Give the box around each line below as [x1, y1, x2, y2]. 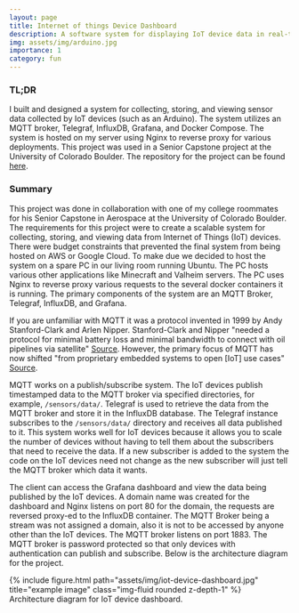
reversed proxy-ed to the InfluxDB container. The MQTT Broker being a [9, 510, 270, 520]
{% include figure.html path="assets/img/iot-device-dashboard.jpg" [9, 575, 259, 585]
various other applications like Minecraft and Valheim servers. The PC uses [9, 269, 285, 280]
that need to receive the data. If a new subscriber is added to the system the [9, 446, 289, 456]
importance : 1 [9, 46, 62, 55]
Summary [9, 183, 53, 196]
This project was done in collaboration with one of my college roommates [9, 203, 279, 214]
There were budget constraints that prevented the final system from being [9, 241, 281, 252]
